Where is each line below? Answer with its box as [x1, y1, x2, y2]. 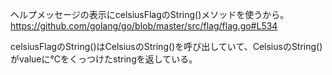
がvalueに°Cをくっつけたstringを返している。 [10, 53, 198, 65]
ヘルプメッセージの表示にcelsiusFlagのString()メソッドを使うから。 [10, 9, 290, 20]
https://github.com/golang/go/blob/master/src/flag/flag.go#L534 [10, 20, 278, 32]
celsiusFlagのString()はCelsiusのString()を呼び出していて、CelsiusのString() [10, 41, 323, 52]
